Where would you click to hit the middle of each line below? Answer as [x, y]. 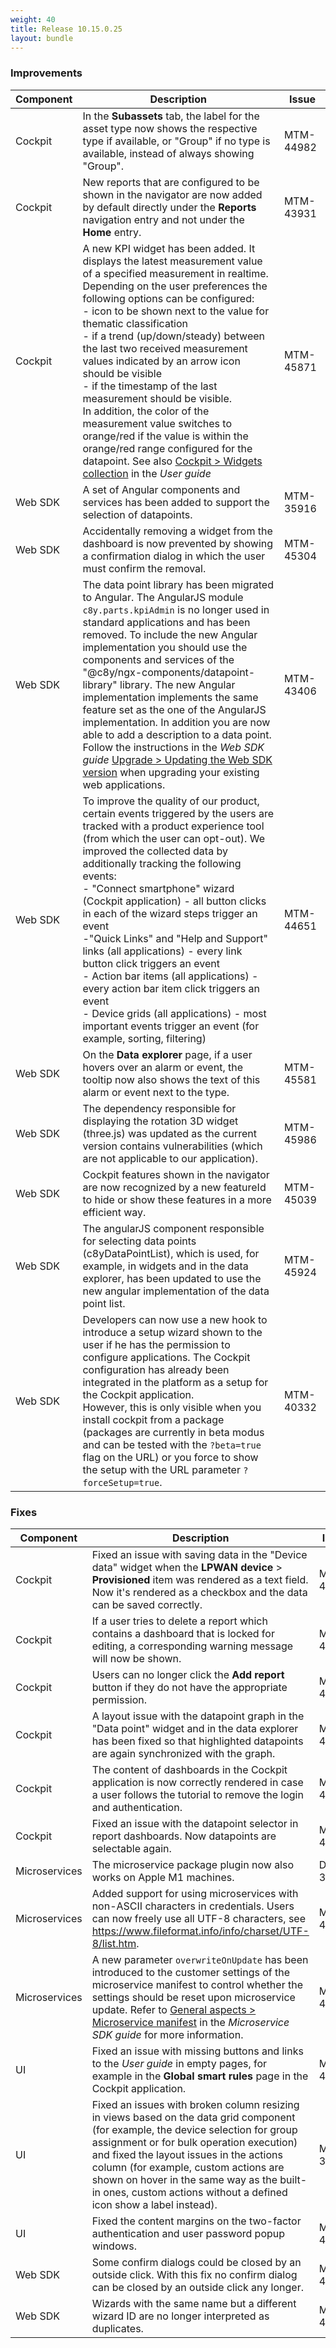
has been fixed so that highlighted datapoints [197, 1741]
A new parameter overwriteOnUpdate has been [200, 1959]
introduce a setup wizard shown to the [172, 1332]
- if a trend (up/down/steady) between [173, 336]
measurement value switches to [157, 423]
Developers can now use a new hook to [175, 1319]
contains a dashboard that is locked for [183, 1633]
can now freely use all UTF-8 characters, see [199, 1918]
